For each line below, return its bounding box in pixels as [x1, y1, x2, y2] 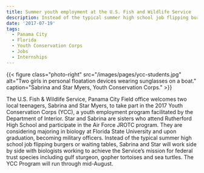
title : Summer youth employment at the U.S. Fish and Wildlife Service [6, 8, 191, 15]
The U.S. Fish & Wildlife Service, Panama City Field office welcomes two [6, 95, 187, 103]
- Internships [12, 54, 47, 60]
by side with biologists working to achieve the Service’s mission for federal [6, 147, 193, 154]
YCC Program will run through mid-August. [6, 160, 114, 167]
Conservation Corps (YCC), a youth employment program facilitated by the [6, 108, 193, 115]
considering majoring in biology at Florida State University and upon [6, 127, 177, 135]
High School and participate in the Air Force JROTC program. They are [6, 121, 183, 128]
